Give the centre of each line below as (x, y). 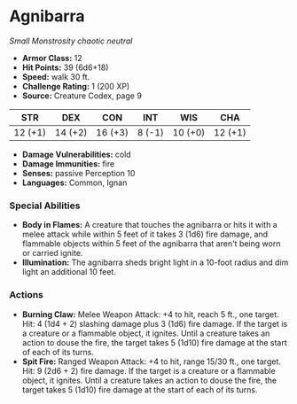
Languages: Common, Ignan (74, 183)
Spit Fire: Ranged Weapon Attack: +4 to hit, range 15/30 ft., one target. (151, 361)
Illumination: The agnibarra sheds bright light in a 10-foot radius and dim (155, 262)
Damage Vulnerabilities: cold (76, 154)
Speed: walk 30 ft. (56, 76)
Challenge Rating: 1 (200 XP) (76, 86)
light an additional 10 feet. (69, 272)
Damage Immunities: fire (68, 163)
